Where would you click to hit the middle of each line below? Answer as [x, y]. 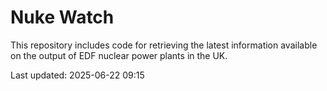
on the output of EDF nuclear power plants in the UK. [119, 55]
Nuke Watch [62, 17]
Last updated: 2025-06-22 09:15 [77, 75]
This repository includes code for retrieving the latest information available [164, 45]
